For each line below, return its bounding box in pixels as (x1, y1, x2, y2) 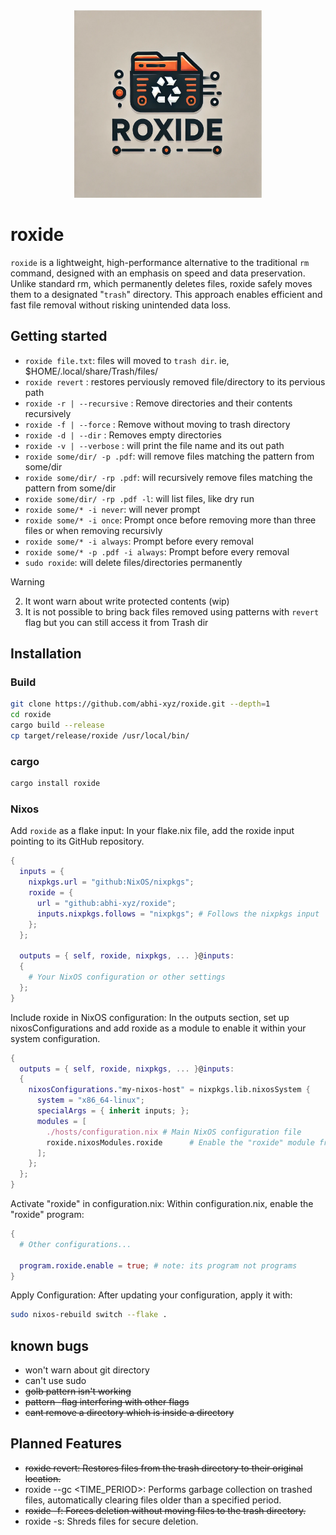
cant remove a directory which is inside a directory (24, 1407, 235, 1419)
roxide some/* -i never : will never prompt (24, 503, 201, 515)
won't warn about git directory (24, 1364, 150, 1376)
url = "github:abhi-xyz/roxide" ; (36, 898, 177, 908)
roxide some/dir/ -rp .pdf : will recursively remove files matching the (24, 471, 313, 483)
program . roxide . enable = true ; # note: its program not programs (19, 1260, 298, 1271)
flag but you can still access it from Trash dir (24, 616, 209, 628)
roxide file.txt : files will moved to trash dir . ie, (24, 354, 230, 366)
